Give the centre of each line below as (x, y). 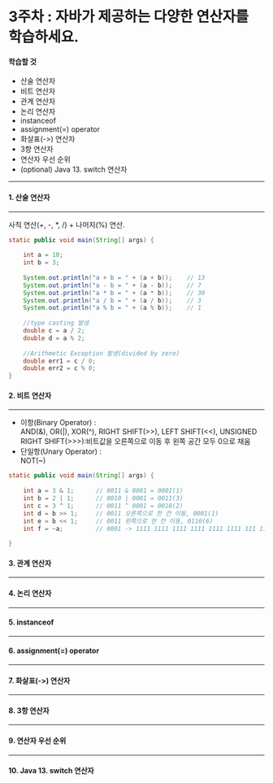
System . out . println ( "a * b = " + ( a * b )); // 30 (114, 293)
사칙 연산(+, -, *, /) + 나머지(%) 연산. (67, 224)
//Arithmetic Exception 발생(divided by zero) (102, 353)
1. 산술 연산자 (29, 197)
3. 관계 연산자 (30, 563)
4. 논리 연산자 (30, 593)
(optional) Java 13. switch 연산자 (74, 170)
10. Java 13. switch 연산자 (52, 771)
